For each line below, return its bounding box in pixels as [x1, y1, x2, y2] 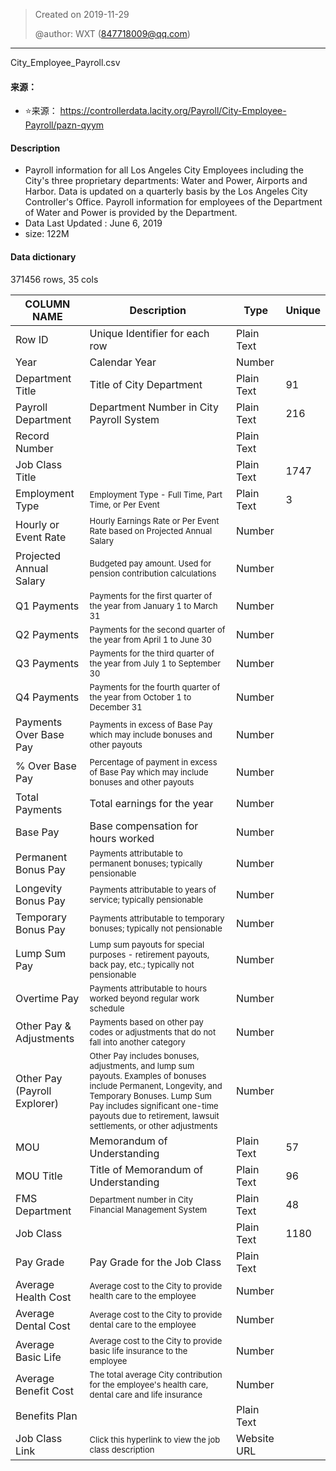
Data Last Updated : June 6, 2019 [24, 217, 163, 229]
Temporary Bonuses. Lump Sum [89, 1090, 212, 1101]
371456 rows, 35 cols [10, 273, 99, 285]
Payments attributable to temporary [89, 912, 225, 924]
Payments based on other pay [89, 1016, 204, 1028]
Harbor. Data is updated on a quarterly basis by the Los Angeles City [24, 185, 308, 198]
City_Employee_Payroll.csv [10, 57, 121, 68]
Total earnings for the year [89, 796, 214, 810]
